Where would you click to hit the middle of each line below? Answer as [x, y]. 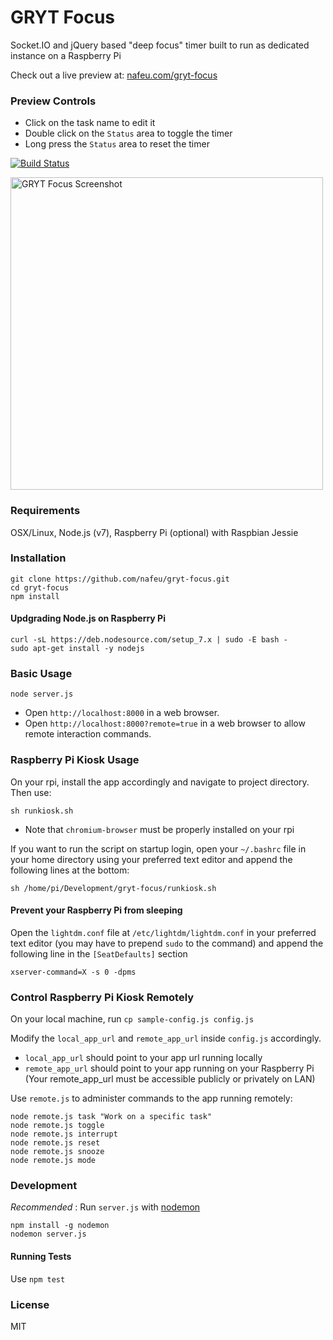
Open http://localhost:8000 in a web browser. [122, 713]
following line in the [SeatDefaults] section [99, 953]
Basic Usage [41, 673]
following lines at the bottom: [70, 870]
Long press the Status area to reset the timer [117, 144]
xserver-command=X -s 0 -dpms [73, 972]
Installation [38, 558]
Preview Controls [53, 101]
